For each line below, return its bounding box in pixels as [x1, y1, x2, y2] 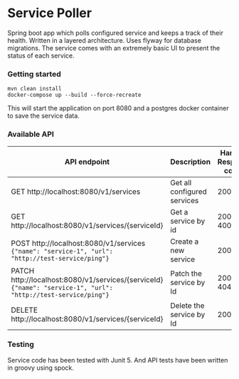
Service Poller [7, 5, 92, 21]
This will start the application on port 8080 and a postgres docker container [7, 104, 229, 113]
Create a [170, 237, 199, 246]
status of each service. [7, 51, 75, 60]
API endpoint [64, 157, 110, 167]
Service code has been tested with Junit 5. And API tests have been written [7, 355, 228, 364]
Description [170, 157, 211, 167]
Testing [7, 340, 34, 350]
